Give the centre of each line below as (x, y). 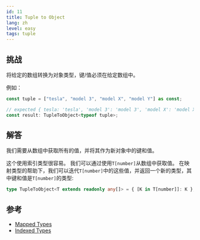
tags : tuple (21, 34)
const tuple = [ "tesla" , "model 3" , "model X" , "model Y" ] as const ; (94, 99)
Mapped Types (33, 225)
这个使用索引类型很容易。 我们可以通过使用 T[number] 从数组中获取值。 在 (95, 163)
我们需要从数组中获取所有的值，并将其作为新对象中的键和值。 (82, 151)
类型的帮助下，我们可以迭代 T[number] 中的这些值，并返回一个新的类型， (99, 171)
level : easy (21, 28)
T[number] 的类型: (53, 178)
